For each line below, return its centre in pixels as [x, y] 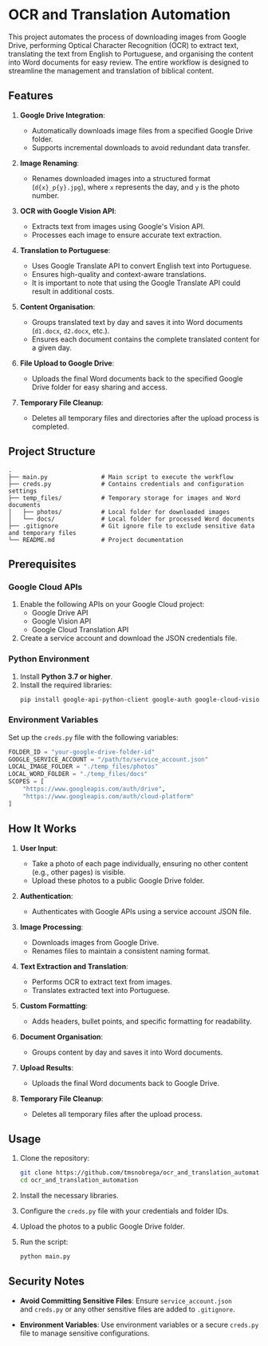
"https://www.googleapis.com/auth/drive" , [94, 789]
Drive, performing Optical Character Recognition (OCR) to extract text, [124, 45]
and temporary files [43, 532]
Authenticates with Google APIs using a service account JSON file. [142, 911]
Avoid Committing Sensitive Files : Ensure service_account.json [126, 1300]
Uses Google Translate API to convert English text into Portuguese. [142, 266]
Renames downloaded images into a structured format [121, 178]
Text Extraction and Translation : [74, 966]
